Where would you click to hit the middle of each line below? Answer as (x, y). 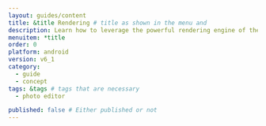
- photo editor (40, 96)
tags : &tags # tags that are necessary (74, 89)
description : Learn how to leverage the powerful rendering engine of (127, 30)
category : (25, 67)
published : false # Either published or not (83, 110)
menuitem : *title (37, 37)
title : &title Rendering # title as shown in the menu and (108, 23)
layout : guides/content (47, 15)
